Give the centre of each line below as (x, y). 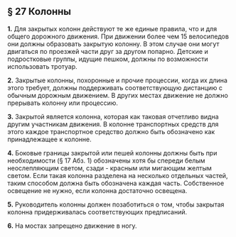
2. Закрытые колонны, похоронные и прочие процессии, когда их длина (117, 80)
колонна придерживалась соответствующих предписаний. (97, 211)
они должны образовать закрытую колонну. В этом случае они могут (113, 44)
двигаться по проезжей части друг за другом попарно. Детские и (108, 51)
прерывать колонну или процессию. (63, 103)
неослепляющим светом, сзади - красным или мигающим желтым (109, 168)
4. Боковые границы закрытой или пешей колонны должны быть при (112, 153)
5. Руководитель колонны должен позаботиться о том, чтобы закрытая (116, 204)
